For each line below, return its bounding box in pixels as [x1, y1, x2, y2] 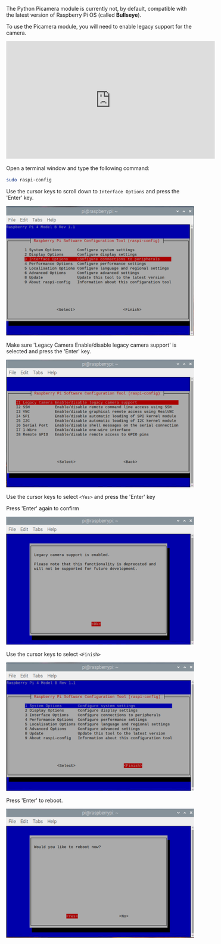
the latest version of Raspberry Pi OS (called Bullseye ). [6, 11, 142, 18]
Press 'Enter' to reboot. [6, 797, 63, 804]
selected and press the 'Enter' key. [6, 347, 91, 354]
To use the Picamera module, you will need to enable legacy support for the [6, 23, 192, 30]
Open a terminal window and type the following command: [6, 165, 150, 172]
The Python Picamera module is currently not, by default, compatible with [6, 5, 187, 12]
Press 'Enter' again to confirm [6, 505, 79, 512]
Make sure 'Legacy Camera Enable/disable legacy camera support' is [6, 341, 177, 348]
